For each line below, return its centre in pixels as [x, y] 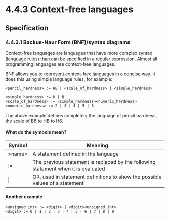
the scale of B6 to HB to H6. [34, 121]
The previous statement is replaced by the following [94, 162]
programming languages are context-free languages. [60, 64]
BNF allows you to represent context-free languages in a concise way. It [80, 74]
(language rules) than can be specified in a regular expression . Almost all [81, 59]
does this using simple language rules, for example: [59, 79]
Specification [27, 28]
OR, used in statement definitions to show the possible [97, 177]
